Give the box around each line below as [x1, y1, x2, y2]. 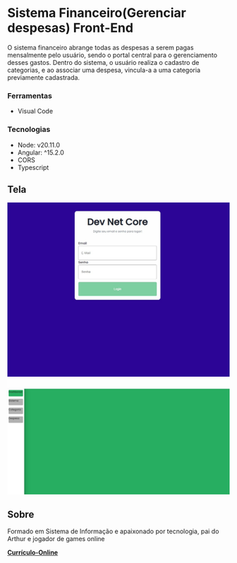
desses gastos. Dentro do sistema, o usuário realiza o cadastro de [7, 58, 200, 66]
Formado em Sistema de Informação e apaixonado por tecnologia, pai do [7, 527, 219, 535]
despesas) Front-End [7, 20, 134, 36]
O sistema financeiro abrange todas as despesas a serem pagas [7, 43, 194, 52]
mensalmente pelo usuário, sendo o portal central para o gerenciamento [7, 51, 217, 59]
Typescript [17, 163, 49, 171]
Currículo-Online [7, 548, 59, 557]
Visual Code [17, 107, 54, 116]
